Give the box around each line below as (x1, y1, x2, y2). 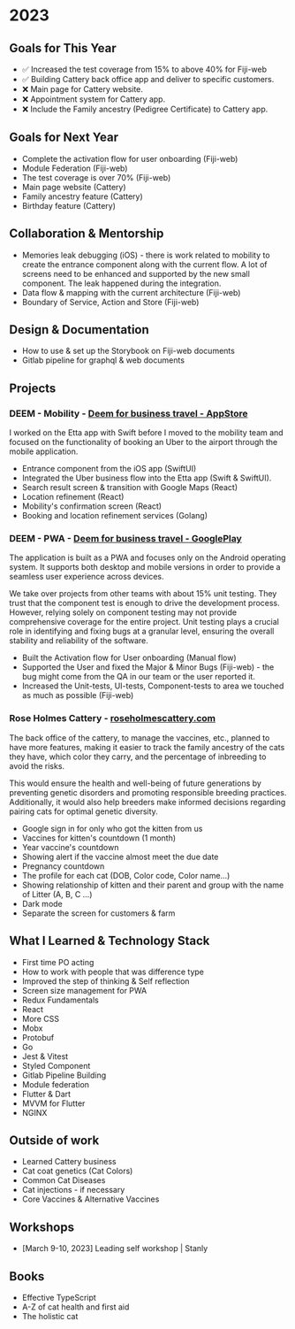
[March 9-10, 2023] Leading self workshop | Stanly (21, 1243, 208, 1254)
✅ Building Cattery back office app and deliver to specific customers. (21, 74, 275, 84)
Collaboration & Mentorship (9, 227, 164, 242)
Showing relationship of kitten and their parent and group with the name (21, 880, 284, 890)
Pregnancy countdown (21, 860, 105, 872)
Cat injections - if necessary (21, 1185, 125, 1195)
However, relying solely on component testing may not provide (9, 607, 237, 618)
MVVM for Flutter (21, 1098, 86, 1109)
